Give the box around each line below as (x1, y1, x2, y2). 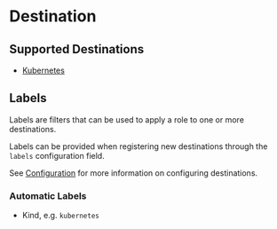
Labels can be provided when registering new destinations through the (9, 140, 268, 152)
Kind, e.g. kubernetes (21, 210, 99, 221)
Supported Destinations (9, 42, 145, 57)
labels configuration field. (9, 150, 105, 161)
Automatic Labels (9, 189, 87, 201)
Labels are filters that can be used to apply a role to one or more (9, 114, 244, 125)
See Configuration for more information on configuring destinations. (9, 167, 258, 178)
